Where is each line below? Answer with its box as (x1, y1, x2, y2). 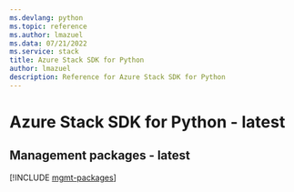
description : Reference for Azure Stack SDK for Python (9, 73, 226, 82)
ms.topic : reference (9, 22, 88, 31)
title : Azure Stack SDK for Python (9, 56, 145, 65)
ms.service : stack (9, 47, 79, 56)
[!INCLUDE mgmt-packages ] (9, 172, 117, 183)
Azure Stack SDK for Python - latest (9, 111, 286, 132)
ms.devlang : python (9, 13, 84, 23)
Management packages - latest (9, 147, 191, 164)
